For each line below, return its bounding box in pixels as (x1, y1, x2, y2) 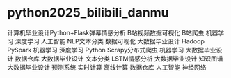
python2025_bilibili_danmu (7, 5, 169, 21)
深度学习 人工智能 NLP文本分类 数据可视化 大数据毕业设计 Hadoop (15, 37, 205, 46)
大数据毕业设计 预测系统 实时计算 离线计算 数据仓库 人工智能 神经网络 (7, 63, 207, 71)
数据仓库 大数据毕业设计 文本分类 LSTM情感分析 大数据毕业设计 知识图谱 (15, 54, 224, 63)
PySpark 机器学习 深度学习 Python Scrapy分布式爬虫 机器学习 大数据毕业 (7, 46, 216, 54)
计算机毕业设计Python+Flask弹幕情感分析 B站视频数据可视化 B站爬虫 (7, 28, 205, 37)
